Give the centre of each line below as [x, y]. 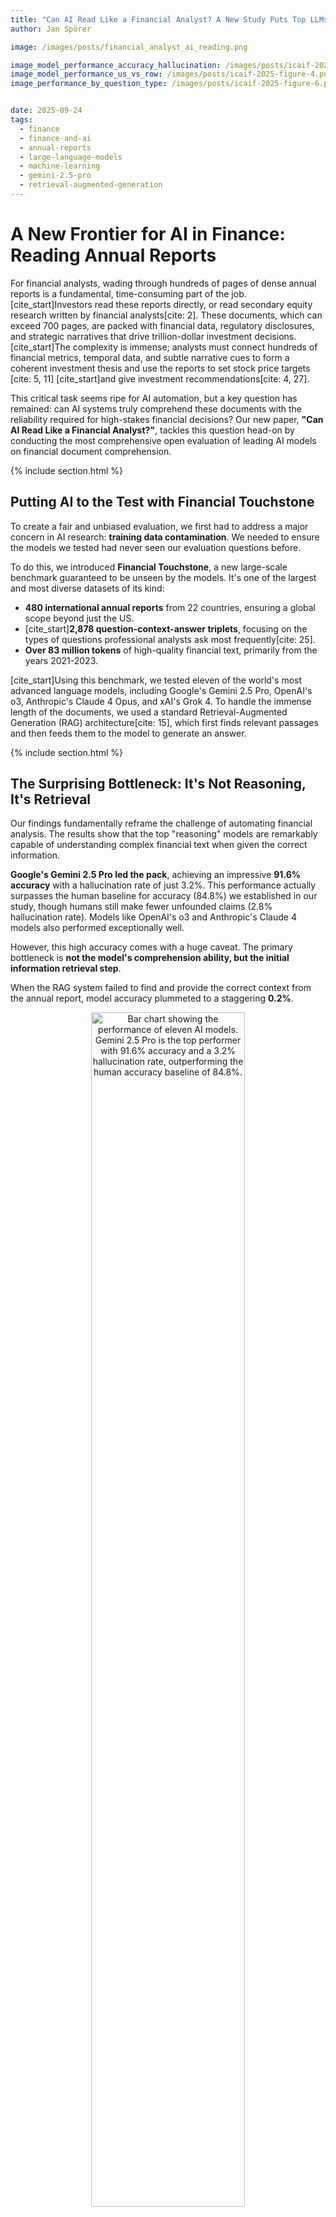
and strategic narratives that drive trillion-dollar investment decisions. [153, 336]
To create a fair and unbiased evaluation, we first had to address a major [159, 526]
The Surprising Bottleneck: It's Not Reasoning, [158, 784]
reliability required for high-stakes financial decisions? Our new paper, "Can [167, 419]
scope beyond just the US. [79, 618]
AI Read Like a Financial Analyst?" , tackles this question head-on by [152, 430]
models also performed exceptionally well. [97, 928]
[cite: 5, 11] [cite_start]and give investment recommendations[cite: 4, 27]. [160, 378]
